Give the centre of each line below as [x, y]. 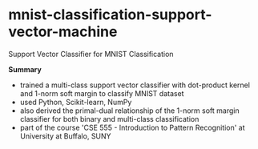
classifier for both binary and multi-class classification [109, 119]
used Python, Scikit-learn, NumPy [76, 102]
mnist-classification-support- [110, 15]
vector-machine [63, 32]
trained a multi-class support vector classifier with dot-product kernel [135, 85]
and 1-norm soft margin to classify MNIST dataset [102, 93]
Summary [25, 69]
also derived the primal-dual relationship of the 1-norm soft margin [129, 111]
